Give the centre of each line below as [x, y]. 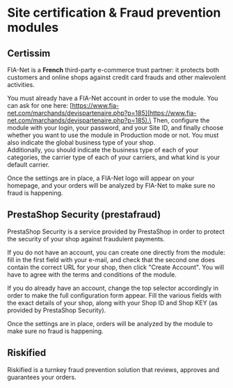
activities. [21, 84]
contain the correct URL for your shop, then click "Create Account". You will [116, 267]
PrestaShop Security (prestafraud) [84, 215]
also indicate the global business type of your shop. [81, 143]
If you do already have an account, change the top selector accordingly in [113, 288]
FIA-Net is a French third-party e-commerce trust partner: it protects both [113, 70]
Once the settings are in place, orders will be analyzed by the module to [110, 323]
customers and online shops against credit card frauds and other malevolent [116, 77]
